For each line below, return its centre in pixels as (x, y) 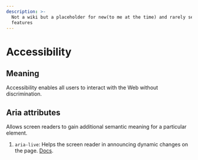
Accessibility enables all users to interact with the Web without (82, 88)
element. (17, 133)
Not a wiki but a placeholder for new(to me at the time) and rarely (98, 17)
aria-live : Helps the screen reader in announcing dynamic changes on (101, 145)
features (22, 22)
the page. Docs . (34, 151)
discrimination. (24, 94)
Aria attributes (33, 112)
